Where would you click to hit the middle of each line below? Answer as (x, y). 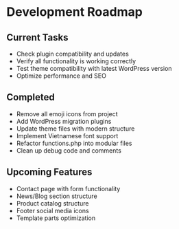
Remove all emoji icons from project (67, 113)
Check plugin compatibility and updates (73, 54)
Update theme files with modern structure (75, 129)
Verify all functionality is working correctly (76, 61)
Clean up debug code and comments (69, 150)
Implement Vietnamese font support (67, 135)
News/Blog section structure (57, 196)
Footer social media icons (53, 210)
